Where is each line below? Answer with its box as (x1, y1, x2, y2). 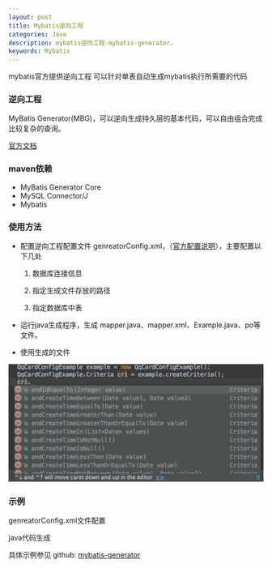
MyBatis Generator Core (19, 182, 101, 192)
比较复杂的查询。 (8, 124, 66, 134)
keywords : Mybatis (8, 47, 70, 56)
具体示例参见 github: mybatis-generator (8, 550, 141, 560)
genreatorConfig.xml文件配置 (8, 515, 106, 526)
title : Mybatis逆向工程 (8, 21, 83, 30)
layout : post (8, 13, 53, 21)
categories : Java (8, 30, 67, 38)
